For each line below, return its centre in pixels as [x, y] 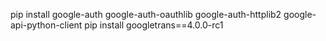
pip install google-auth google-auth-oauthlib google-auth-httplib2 [146, 14]
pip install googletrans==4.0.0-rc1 [154, 25]
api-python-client [46, 25]
